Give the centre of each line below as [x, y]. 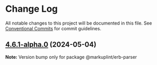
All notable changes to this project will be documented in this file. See [79, 23]
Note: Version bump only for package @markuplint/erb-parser [71, 57]
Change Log [31, 9]
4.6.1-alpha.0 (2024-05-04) [51, 45]
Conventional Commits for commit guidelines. [53, 28]
